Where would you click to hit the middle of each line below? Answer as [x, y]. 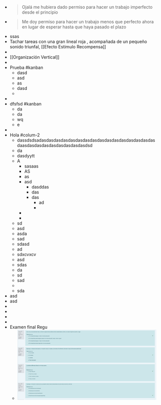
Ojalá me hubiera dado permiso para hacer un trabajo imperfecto [87, 7]
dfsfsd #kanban [25, 104]
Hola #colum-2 [25, 135]
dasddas [40, 187]
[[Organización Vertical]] [34, 57]
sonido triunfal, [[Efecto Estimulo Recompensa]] [58, 47]
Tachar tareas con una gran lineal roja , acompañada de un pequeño [78, 42]
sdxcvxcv [27, 254]
